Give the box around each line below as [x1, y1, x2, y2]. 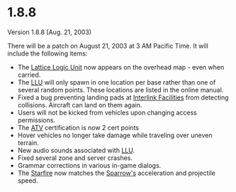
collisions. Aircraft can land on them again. [17, 100, 142, 109]
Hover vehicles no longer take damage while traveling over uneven [17, 131, 213, 139]
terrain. [17, 138, 39, 146]
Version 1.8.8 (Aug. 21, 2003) [7, 28, 92, 36]
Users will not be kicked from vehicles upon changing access [17, 108, 197, 117]
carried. [17, 70, 41, 79]
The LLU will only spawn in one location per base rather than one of [17, 78, 216, 86]
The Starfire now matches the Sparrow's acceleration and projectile [17, 169, 216, 177]
